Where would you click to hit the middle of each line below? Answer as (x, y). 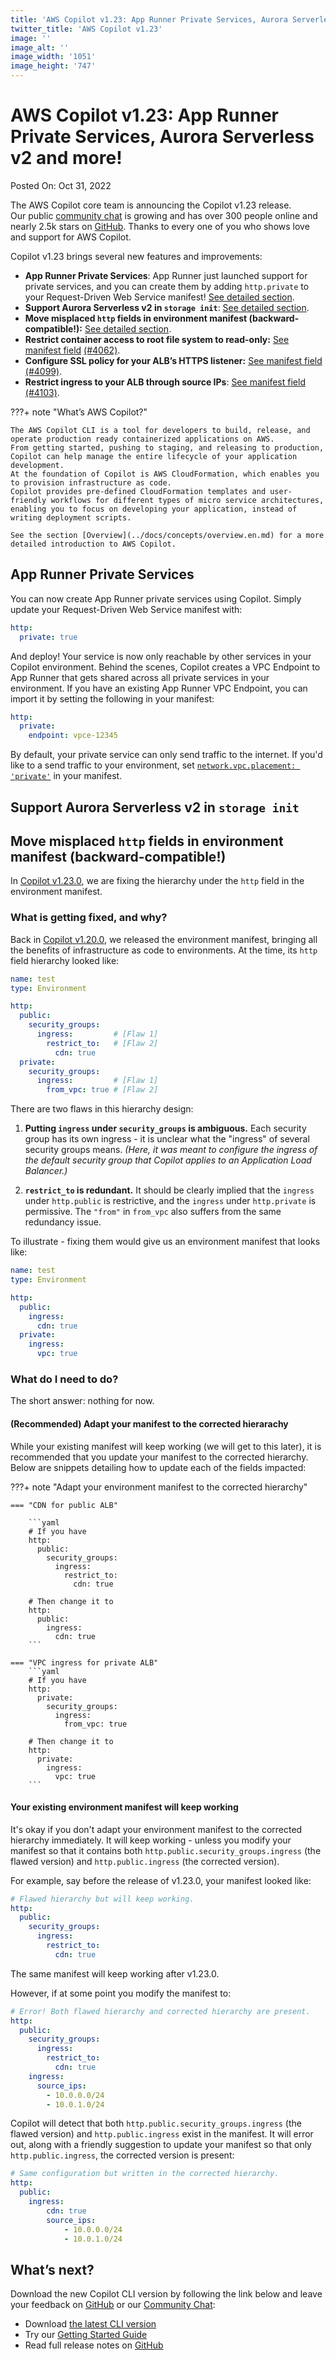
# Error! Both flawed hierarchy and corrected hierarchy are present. (160, 2011)
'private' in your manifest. (66, 776)
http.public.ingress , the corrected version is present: (122, 2155)
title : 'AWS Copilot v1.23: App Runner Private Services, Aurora (149, 19)
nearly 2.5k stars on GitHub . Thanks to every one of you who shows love (160, 226)
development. (37, 465)
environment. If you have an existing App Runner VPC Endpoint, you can (159, 688)
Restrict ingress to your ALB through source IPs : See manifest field (165, 382)
